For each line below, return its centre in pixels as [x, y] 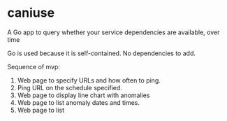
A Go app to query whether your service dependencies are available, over [113, 32]
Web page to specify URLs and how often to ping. [89, 80]
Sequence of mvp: [34, 66]
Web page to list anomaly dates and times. [79, 102]
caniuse [31, 13]
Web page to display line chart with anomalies [83, 95]
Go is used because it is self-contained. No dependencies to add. [101, 53]
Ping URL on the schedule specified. [69, 87]
